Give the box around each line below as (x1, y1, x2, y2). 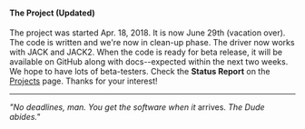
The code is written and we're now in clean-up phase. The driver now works (9, 37, 295, 48)
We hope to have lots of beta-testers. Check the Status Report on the (9, 66, 271, 77)
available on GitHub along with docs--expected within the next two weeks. (9, 56, 289, 67)
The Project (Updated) (9, 7, 95, 18)
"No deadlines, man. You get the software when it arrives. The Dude (9, 102, 265, 113)
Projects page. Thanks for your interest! (9, 75, 158, 86)
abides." (9, 112, 41, 123)
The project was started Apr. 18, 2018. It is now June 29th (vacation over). (9, 27, 286, 38)
